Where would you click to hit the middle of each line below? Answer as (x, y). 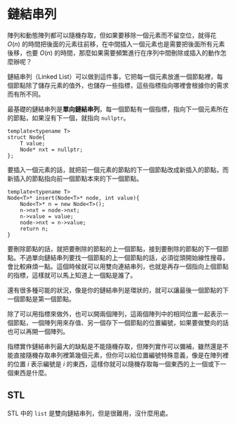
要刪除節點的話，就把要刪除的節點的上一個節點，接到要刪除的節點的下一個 (115, 249)
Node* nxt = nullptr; (51, 149)
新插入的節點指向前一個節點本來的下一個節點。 (75, 178)
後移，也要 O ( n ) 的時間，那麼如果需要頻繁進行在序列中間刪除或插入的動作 (114, 53)
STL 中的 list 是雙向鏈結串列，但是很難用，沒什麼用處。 (90, 413)
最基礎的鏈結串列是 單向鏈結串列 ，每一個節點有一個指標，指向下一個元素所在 (118, 109)
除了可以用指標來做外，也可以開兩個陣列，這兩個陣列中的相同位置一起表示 (115, 314)
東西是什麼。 (32, 373)
